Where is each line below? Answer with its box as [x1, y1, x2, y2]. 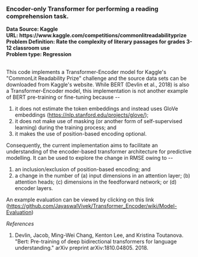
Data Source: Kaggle [6, 25, 58, 33]
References [6, 220, 34, 227]
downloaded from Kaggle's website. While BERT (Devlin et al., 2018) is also [6, 81, 190, 88]
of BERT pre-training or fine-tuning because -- [6, 94, 120, 101]
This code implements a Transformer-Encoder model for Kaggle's [6, 69, 167, 76]
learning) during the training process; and [14, 124, 117, 131]
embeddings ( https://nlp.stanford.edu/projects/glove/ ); [14, 111, 149, 118]
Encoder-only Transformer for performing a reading [6, 5, 159, 13]
